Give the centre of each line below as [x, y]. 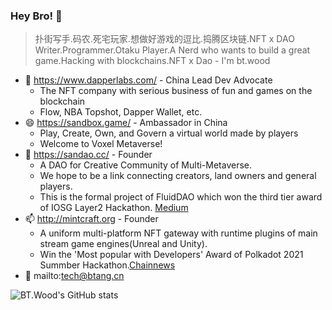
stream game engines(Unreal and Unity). [123, 244]
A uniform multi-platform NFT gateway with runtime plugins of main [178, 233]
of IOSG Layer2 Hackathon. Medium [114, 208]
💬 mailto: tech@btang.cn [74, 276]
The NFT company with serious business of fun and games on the [176, 91]
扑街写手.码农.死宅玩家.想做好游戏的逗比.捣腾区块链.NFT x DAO [164, 39]
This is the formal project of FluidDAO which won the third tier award [181, 197]
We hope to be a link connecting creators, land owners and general [178, 176]
